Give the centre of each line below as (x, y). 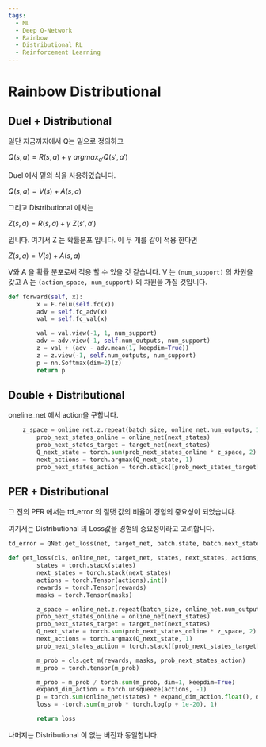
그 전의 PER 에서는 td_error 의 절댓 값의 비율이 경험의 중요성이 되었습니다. (122, 512)
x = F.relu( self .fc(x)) (76, 304)
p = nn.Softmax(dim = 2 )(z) (80, 363)
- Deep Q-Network (44, 30)
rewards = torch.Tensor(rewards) (92, 587)
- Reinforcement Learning (58, 52)
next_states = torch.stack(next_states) (104, 573)
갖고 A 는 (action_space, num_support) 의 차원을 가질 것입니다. (108, 282)
